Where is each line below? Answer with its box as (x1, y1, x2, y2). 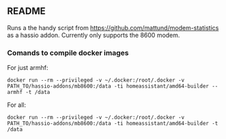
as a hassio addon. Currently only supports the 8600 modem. (7, 31, 180, 39)
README (7, 5, 46, 17)
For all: (7, 101, 26, 109)
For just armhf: (7, 64, 48, 72)
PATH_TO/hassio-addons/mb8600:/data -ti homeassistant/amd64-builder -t (7, 120, 218, 127)
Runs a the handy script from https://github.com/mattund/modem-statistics (7, 23, 219, 31)
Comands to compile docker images (7, 48, 129, 58)
